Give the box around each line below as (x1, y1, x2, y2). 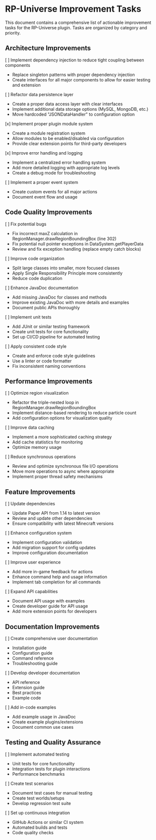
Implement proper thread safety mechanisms (12, 474, 103, 480)
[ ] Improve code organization (5, 255, 65, 261)
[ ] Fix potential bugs (5, 221, 47, 227)
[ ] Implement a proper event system (5, 179, 78, 185)
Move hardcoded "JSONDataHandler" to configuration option (12, 111, 135, 117)
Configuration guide (12, 650, 53, 656)
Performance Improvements (5, 377, 93, 385)
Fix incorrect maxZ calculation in (12, 230, 78, 236)
